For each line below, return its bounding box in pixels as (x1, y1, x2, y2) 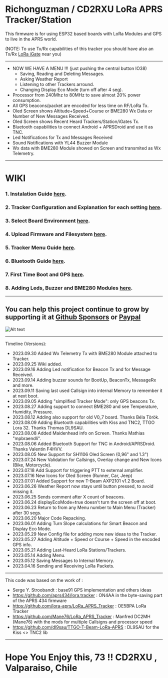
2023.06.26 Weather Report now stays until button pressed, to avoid (12, 483, 154, 489)
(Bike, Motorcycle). (12, 461, 51, 468)
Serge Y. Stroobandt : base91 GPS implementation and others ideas (12, 586, 151, 593)
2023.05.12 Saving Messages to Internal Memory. (12, 557, 114, 563)
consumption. (12, 97, 41, 103)
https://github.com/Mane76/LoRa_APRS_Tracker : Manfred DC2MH (12, 613, 151, 619)
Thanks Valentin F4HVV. (12, 446, 62, 452)
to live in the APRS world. (5, 36, 57, 42)
